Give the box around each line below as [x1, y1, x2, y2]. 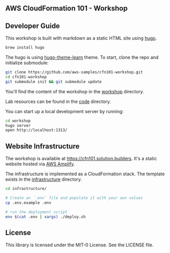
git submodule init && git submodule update [5, 79, 102, 84]
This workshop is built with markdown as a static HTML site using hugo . [5, 35, 157, 41]
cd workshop [5, 118, 31, 123]
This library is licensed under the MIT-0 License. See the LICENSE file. [5, 242, 154, 248]
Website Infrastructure [5, 142, 80, 151]
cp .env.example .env [5, 200, 52, 205]
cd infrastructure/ [5, 186, 47, 192]
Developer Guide [5, 22, 60, 30]
